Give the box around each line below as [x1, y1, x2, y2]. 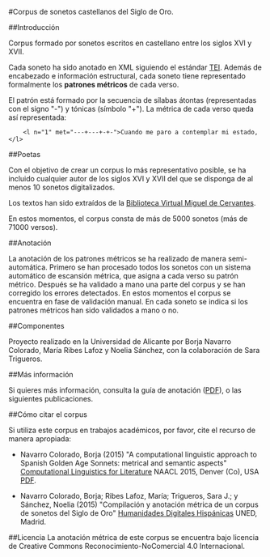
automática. [8, 262, 49, 272]
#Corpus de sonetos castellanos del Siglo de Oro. [8, 7, 174, 16]
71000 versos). [8, 223, 58, 232]
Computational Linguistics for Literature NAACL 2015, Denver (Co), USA [19, 467, 259, 476]
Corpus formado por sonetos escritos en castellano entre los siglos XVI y [8, 38, 252, 48]
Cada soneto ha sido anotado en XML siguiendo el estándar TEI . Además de [8, 62, 263, 72]
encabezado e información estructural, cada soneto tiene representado [8, 71, 247, 80]
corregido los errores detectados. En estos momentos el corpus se [8, 288, 231, 298]
